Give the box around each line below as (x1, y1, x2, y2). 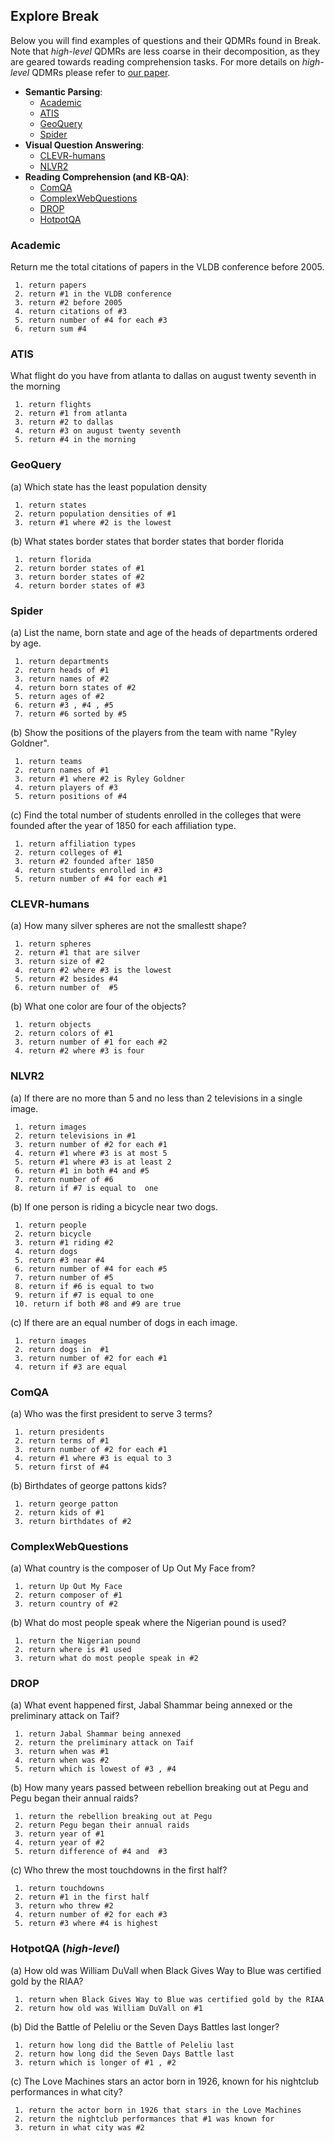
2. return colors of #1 (14, 1029, 114, 1039)
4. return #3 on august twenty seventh (14, 426, 182, 436)
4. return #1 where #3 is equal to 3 (14, 1453, 172, 1463)
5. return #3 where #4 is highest (14, 1919, 159, 1929)
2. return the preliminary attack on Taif (14, 1738, 195, 1748)
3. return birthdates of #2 (14, 1516, 132, 1526)
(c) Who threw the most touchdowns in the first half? (10, 1864, 228, 1876)
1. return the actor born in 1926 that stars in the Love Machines (14, 2105, 302, 2115)
